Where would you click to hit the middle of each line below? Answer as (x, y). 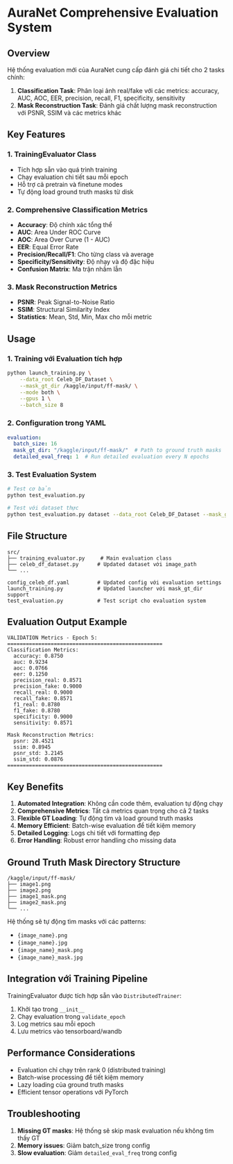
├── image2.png (29, 890)
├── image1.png (29, 884)
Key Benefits (35, 787)
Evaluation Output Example (67, 622)
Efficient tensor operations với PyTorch (73, 1092)
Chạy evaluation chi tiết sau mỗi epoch (72, 177)
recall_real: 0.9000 (43, 692)
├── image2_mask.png (37, 903)
